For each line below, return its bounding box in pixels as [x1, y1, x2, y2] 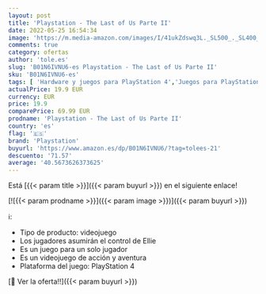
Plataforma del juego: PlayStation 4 [19, 262, 135, 271]
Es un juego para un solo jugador [19, 245, 128, 254]
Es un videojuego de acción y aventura [19, 253, 147, 262]
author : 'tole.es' [8, 56, 69, 64]
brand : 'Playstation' [8, 136, 80, 145]
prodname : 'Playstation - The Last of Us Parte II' [8, 115, 182, 123]
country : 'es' [8, 122, 55, 130]
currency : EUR [8, 93, 55, 101]
